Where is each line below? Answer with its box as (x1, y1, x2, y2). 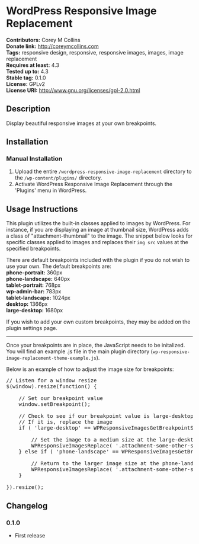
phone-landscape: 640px (6, 276, 70, 283)
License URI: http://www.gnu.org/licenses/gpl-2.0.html (6, 87, 140, 94)
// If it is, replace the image (18, 419, 113, 425)
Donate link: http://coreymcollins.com (6, 43, 99, 50)
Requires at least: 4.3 (6, 61, 59, 69)
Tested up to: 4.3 (6, 68, 49, 75)
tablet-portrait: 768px (6, 281, 61, 289)
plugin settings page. (6, 325, 58, 332)
